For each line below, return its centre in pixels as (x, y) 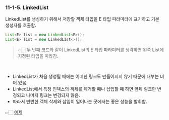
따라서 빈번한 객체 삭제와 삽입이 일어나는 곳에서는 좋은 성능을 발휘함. (80, 101)
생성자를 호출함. (21, 25)
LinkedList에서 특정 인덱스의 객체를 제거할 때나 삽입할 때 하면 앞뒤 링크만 (84, 89)
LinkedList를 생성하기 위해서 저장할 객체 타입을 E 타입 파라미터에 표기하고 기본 (82, 19)
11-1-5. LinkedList (27, 8)
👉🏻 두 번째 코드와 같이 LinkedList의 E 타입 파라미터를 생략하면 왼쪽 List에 (91, 50)
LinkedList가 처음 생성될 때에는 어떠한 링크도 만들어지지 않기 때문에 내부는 (86, 76)
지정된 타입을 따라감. (38, 56)
